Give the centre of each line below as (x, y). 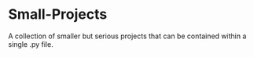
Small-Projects (58, 14)
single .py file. (31, 44)
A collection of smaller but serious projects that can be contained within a (127, 36)
